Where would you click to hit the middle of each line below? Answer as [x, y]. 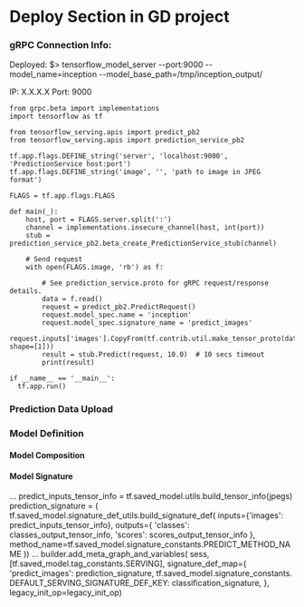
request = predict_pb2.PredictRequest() [119, 307]
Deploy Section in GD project [119, 17]
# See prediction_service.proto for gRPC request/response [156, 283]
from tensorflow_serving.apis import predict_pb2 [105, 132]
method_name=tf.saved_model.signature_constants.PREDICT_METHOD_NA [150, 544]
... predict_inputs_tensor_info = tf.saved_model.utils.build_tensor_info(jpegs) [151, 496]
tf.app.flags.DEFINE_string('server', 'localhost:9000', [119, 156]
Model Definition [47, 434]
